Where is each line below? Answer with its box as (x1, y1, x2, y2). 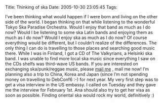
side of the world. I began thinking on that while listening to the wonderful (5, 19, 155, 25)
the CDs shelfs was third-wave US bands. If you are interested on (5, 61, 138, 67)
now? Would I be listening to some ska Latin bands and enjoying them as (5, 30, 153, 35)
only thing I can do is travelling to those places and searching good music (5, 45, 155, 51)
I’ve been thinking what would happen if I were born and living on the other (5, 14, 158, 19)
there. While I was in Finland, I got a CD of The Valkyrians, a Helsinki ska (5, 50, 153, 56)
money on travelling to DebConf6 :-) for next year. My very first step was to (5, 76, 159, 82)
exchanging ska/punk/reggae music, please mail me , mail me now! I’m (5, 66, 149, 72)
